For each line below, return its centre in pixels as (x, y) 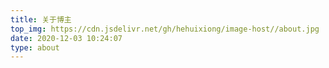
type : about (35, 47)
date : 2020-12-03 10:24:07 (66, 38)
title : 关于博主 (41, 19)
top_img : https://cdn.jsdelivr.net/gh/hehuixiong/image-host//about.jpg (165, 29)
